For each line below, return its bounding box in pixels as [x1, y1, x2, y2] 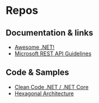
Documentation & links [5, 28, 94, 38]
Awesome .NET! [14, 43, 55, 51]
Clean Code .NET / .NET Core [14, 83, 89, 90]
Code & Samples [5, 67, 69, 78]
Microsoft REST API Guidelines [14, 50, 92, 57]
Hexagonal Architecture [14, 90, 74, 97]
